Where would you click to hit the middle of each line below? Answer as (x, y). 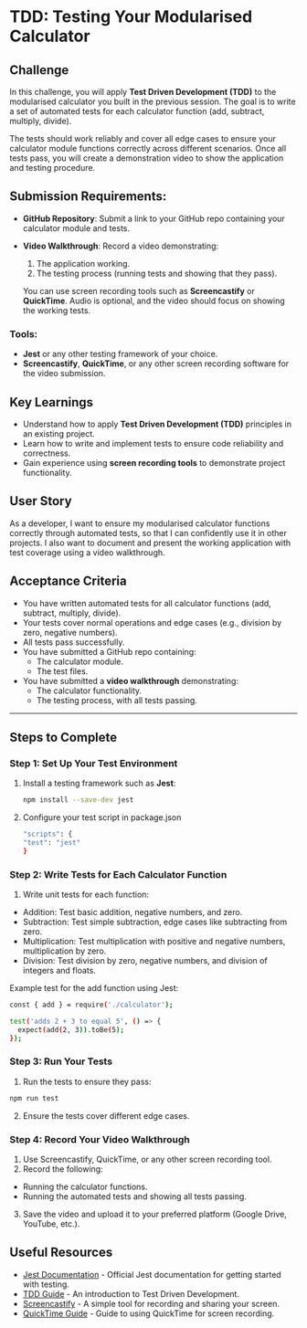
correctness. (47, 453)
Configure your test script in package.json (102, 817)
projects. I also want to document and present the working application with (150, 543)
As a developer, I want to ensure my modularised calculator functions (140, 523)
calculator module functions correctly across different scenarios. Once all (148, 148)
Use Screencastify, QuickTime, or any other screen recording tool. (147, 1159)
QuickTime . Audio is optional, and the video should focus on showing (153, 300)
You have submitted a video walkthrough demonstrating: (131, 680)
